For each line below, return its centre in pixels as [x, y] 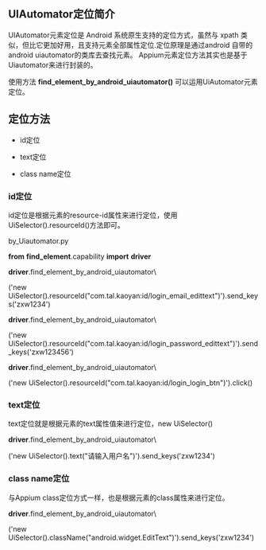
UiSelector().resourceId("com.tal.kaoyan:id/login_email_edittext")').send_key [133, 295]
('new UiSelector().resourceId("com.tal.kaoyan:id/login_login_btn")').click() [131, 382]
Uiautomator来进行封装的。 [53, 64]
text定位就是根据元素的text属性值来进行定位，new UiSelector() [110, 423]
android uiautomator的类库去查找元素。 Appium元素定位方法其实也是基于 [128, 55]
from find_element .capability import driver [80, 256]
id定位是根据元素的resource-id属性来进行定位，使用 [93, 215]
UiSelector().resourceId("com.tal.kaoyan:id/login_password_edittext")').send [133, 343]
